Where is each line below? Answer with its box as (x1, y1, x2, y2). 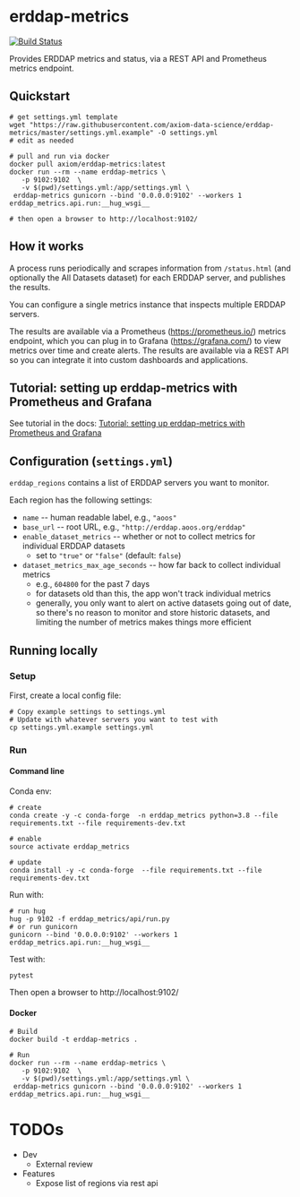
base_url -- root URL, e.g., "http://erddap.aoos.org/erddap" (21, 521, 246, 532)
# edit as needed (9, 136, 74, 145)
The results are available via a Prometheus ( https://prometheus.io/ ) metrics (9, 325, 287, 337)
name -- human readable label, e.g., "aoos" (21, 512, 177, 523)
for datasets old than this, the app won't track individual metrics (35, 589, 271, 599)
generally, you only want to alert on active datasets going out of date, (35, 598, 292, 608)
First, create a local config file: (9, 690, 122, 701)
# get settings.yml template (9, 112, 118, 122)
